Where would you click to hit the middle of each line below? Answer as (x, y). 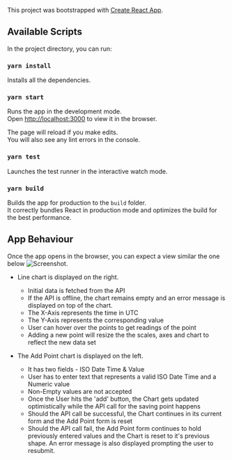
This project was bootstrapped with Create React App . (85, 10)
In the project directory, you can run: (60, 49)
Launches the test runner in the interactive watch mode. (88, 171)
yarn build (25, 188)
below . (38, 263)
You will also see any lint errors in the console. (74, 140)
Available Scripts (45, 32)
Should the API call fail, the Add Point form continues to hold (115, 428)
